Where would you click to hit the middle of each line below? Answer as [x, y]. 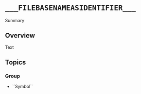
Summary [15, 20]
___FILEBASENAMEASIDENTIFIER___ [70, 8]
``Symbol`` [22, 87]
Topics [16, 62]
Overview [20, 35]
